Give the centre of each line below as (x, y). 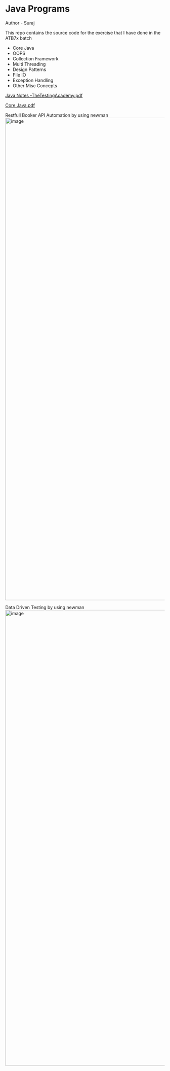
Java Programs (37, 9)
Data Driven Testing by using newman (45, 607)
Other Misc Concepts (35, 85)
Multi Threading (29, 64)
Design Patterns (29, 69)
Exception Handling (33, 80)
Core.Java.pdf (20, 105)
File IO (19, 75)
